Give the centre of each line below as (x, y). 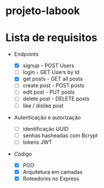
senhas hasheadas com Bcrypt (60, 135)
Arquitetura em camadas (53, 171)
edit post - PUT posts (48, 92)
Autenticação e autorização (47, 117)
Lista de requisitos (51, 38)
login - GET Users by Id (51, 72)
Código (23, 154)
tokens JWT (37, 142)
